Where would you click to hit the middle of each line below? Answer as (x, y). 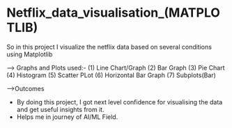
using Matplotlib (30, 54)
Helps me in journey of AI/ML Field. (67, 117)
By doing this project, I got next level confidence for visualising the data (119, 102)
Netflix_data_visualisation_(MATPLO (114, 13)
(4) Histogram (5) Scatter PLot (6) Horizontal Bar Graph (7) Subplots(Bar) (111, 75)
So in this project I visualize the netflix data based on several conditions (109, 47)
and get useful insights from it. (61, 109)
